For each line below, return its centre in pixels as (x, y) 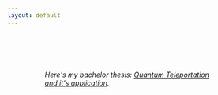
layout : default (34, 15)
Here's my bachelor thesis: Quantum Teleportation (127, 75)
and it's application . (77, 83)
